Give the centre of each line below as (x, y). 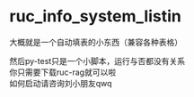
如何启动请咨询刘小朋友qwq (61, 83)
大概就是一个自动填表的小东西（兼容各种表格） (96, 42)
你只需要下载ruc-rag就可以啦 (63, 72)
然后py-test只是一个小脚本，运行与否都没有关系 (97, 61)
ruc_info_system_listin (95, 16)
